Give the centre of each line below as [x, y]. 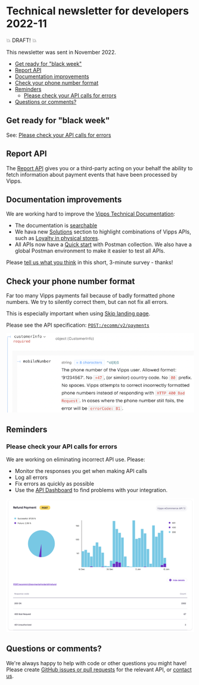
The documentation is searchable [56, 226]
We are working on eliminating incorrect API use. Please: [76, 460]
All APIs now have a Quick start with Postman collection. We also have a [103, 245]
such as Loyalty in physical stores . [57, 238]
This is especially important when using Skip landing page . [78, 314]
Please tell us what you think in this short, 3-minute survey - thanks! [90, 262]
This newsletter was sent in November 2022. [61, 52]
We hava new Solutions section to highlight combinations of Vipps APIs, [103, 232]
